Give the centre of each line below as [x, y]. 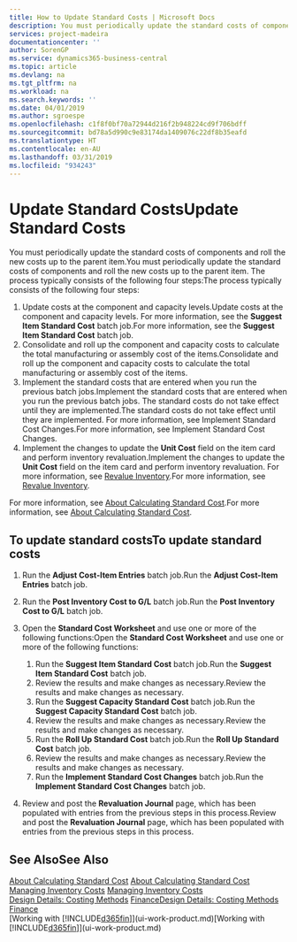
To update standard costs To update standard [136, 540]
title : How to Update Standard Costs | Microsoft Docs [112, 17]
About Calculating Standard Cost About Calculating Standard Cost [129, 880]
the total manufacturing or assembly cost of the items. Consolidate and [150, 354]
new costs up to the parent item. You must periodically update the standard [145, 262]
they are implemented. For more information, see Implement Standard [148, 420]
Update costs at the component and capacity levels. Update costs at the [152, 307]
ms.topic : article [43, 67]
